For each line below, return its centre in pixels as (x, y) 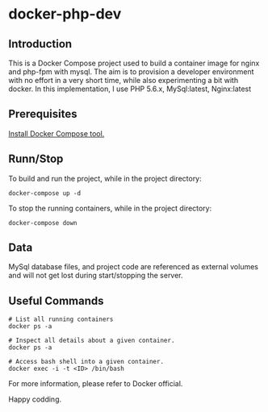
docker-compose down (43, 223)
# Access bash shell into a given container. (86, 362)
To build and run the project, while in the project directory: (105, 178)
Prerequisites (43, 114)
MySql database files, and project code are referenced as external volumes (133, 267)
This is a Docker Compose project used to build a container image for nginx (134, 63)
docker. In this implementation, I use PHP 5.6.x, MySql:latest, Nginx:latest (130, 89)
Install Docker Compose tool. (57, 133)
